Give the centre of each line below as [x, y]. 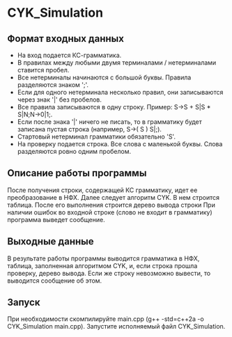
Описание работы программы [77, 173]
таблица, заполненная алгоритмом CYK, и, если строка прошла [102, 265]
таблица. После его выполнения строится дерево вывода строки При [111, 205]
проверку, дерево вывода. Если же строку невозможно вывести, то [109, 273]
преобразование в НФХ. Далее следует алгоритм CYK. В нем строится [114, 197]
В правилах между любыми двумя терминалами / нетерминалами [117, 63]
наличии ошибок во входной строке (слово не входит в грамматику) [110, 212]
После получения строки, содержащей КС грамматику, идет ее [102, 190]
